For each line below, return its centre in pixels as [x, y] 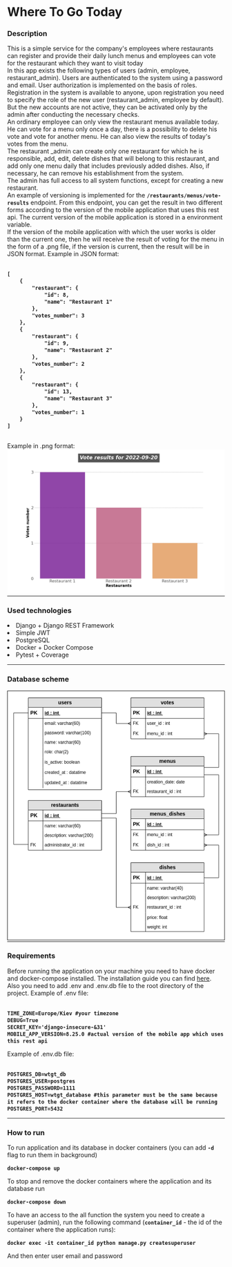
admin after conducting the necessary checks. [73, 115]
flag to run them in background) [52, 1155]
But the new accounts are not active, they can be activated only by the [107, 107]
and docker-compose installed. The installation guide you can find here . [109, 978]
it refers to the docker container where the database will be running [112, 1102]
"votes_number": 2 [58, 364]
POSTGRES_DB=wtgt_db [37, 1074]
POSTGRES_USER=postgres [41, 1081]
